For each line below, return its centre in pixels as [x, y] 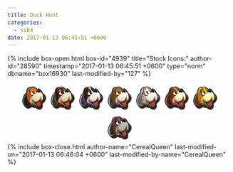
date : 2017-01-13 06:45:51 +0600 [57, 38]
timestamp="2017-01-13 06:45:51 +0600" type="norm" [125, 66]
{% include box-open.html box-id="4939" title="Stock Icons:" [98, 59]
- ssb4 [24, 30]
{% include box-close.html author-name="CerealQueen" [90, 147]
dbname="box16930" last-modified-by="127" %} [79, 74]
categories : [25, 22]
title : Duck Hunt [33, 15]
